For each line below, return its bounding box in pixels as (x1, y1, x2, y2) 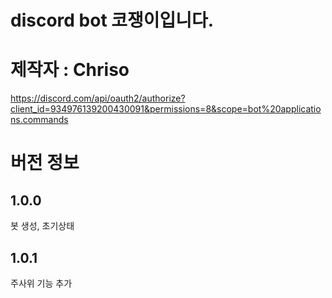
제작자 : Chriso (10, 59, 130, 81)
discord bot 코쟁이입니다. (10, 9, 215, 32)
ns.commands (10, 114, 69, 126)
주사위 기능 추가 (10, 277, 73, 289)
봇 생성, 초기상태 (10, 220, 75, 232)
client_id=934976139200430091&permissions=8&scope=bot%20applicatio (10, 103, 322, 115)
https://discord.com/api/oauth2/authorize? (10, 92, 186, 105)
